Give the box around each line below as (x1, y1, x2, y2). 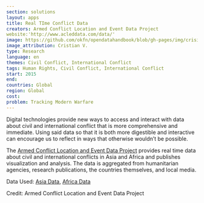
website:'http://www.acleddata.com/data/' (6, 32, 115, 38)
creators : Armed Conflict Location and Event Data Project (6, 25, 159, 32)
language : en (6, 54, 39, 60)
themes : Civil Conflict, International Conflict (6, 59, 132, 65)
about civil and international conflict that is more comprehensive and (6, 122, 178, 129)
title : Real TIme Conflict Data (6, 20, 88, 26)
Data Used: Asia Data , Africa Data (6, 178, 91, 185)
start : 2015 (6, 71, 36, 77)
